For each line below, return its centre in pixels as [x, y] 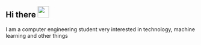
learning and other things [37, 35]
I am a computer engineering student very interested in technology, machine [100, 29]
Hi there [21, 15]
